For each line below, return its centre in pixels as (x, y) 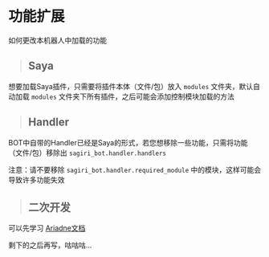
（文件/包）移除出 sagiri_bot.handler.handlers (88, 153)
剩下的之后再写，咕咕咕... (50, 245)
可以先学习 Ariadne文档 (47, 228)
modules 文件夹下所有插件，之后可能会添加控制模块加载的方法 (132, 96)
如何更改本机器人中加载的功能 (57, 40)
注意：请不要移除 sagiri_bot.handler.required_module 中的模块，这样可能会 (135, 169)
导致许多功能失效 (37, 179)
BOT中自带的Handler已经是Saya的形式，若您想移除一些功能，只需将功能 (128, 142)
